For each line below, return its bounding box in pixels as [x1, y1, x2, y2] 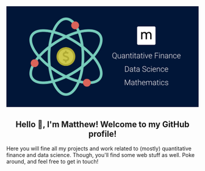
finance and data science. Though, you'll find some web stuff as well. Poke [6, 151, 195, 159]
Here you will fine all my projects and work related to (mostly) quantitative [6, 145, 192, 152]
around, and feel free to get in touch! [6, 158, 99, 166]
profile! [88, 128, 117, 139]
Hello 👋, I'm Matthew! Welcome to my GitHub [15, 119, 190, 129]
